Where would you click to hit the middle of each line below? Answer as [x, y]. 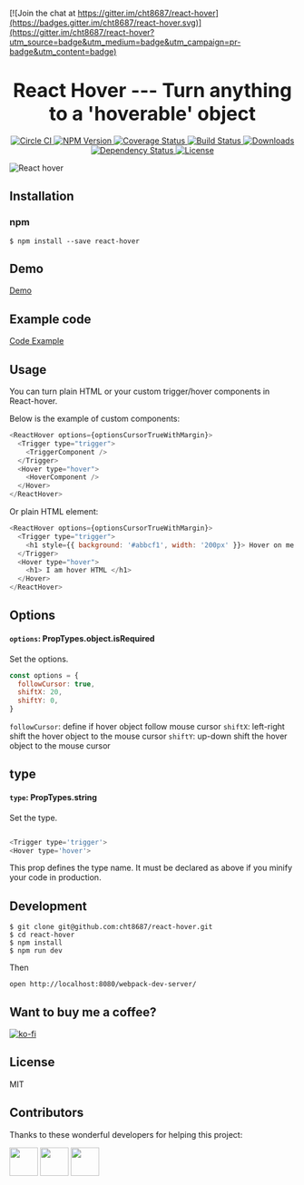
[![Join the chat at [43, 13]
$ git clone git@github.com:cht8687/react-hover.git [111, 927]
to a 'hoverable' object [152, 114]
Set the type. [34, 818]
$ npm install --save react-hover [75, 241]
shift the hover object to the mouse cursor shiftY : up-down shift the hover [148, 736]
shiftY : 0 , [38, 701]
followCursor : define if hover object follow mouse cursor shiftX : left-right [147, 727]
